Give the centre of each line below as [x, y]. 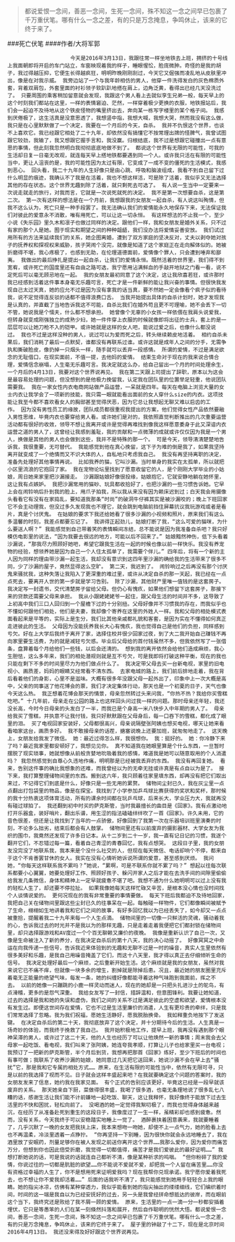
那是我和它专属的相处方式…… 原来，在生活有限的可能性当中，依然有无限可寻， [122, 1067]
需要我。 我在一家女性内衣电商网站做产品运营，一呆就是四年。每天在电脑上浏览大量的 [113, 387]
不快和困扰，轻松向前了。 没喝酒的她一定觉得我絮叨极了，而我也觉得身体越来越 [121, 1105]
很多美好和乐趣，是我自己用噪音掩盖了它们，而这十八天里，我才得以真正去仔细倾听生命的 [117, 956]
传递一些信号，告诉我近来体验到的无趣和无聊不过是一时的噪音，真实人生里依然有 [127, 948]
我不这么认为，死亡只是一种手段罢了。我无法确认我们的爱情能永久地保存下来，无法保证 [114, 208]
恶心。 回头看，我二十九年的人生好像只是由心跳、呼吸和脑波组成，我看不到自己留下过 [118, 170]
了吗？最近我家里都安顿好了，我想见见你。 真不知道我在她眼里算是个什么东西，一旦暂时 [116, 746]
